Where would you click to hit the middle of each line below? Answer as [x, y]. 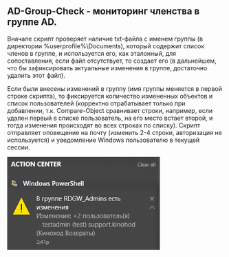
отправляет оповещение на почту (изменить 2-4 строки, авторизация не [115, 132]
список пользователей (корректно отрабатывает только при [96, 103]
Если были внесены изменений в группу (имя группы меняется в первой [115, 88]
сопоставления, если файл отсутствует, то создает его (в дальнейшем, [112, 61]
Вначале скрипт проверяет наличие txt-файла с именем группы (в [105, 39]
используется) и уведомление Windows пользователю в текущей [103, 140]
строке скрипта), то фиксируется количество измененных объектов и [110, 96]
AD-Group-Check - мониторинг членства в [103, 11]
